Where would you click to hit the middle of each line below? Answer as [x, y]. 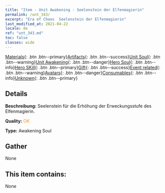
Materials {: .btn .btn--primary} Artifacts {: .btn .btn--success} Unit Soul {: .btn [83, 57]
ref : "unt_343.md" [24, 33]
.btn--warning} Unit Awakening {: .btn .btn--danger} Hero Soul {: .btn [74, 62]
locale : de [16, 29]
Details [16, 94]
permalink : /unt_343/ [28, 15]
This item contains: [36, 174]
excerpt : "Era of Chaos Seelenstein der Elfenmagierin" [66, 19]
